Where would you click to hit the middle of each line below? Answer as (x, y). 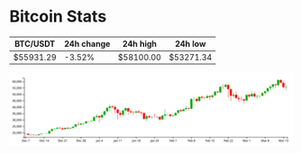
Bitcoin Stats (58, 17)
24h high (140, 44)
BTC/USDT (35, 44)
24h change (87, 44)
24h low (190, 44)
